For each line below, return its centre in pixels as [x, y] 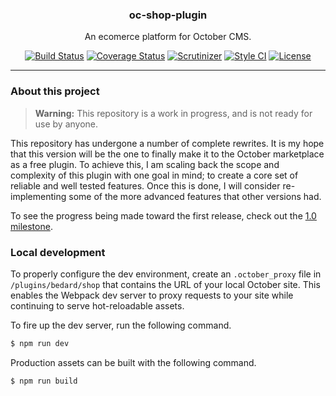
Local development [58, 252]
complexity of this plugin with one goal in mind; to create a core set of [154, 175]
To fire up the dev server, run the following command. [121, 325]
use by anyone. [66, 124]
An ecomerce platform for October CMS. [168, 37]
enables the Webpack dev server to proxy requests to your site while [152, 295]
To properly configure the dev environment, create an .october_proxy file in [166, 274]
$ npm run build [44, 381]
